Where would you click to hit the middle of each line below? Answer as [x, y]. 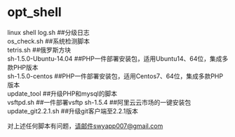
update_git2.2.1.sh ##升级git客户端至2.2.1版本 [73, 111]
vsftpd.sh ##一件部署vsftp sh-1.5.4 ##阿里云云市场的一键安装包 [99, 102]
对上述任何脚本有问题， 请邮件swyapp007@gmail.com [85, 126]
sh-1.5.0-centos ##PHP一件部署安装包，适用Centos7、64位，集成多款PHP [115, 76]
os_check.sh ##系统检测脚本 [48, 41]
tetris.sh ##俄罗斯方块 [39, 50]
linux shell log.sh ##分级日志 [48, 32]
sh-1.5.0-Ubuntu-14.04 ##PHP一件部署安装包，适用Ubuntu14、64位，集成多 [118, 58]
